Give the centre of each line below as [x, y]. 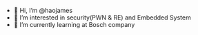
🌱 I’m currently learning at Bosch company [74, 25]
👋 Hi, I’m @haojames [43, 10]
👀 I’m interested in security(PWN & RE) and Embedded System [102, 17]
